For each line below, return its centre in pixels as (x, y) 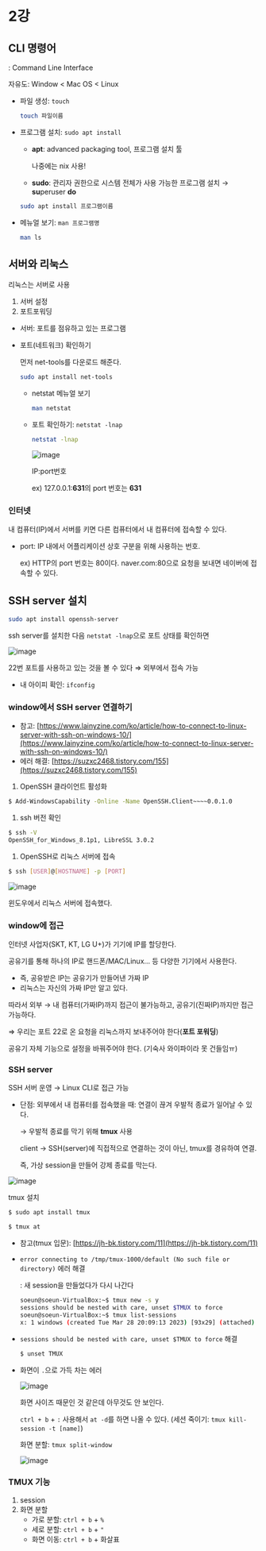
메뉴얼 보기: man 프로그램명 (60, 222)
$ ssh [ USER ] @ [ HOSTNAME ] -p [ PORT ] (67, 871)
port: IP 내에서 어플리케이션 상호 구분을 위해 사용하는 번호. (110, 546)
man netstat (51, 409)
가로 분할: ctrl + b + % (68, 1519)
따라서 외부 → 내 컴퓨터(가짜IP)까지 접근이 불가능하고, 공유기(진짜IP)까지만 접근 (131, 1005)
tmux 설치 (24, 1198)
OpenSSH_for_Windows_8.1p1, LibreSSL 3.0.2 (81, 840)
